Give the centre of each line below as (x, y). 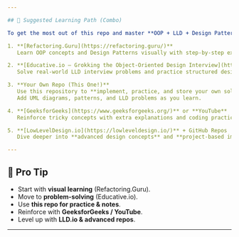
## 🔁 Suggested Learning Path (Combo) (65, 20)
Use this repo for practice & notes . (69, 204)
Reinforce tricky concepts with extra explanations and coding (112, 117)
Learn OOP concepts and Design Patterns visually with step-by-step (120, 53)
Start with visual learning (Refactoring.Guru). (84, 189)
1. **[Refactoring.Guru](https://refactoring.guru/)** (90, 46)
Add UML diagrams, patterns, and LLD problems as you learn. (109, 98)
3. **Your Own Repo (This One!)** (59, 85)
